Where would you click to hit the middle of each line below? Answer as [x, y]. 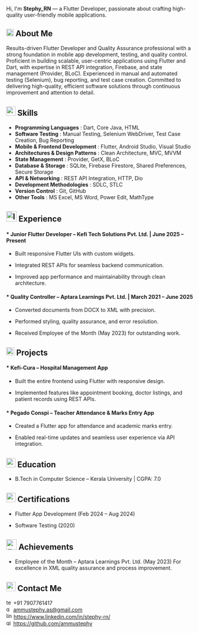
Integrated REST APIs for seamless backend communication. [89, 265]
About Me [34, 34]
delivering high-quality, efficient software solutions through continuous [93, 86]
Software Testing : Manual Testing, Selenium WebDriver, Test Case [97, 134]
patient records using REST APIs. [55, 399]
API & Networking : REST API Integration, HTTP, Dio [79, 178]
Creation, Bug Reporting [44, 140]
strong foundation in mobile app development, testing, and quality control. [97, 54]
